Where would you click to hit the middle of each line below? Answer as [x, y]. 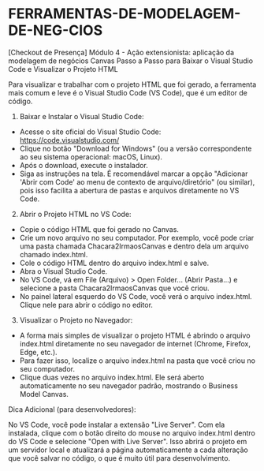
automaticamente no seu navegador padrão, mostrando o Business [129, 385]
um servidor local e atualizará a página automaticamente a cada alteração [128, 450]
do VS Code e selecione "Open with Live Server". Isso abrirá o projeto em [128, 441]
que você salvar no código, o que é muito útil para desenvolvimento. [119, 458]
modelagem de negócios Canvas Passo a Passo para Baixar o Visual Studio [131, 61]
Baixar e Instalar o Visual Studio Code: [82, 116]
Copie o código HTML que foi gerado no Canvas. [99, 229]
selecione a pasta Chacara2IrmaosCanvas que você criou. [115, 288]
